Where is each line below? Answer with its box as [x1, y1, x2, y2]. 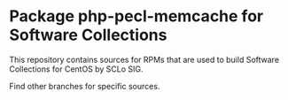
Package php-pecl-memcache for [9, 6, 264, 27]
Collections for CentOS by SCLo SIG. [9, 64, 144, 74]
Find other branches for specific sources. [9, 81, 160, 91]
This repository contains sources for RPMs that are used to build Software [9, 54, 280, 65]
